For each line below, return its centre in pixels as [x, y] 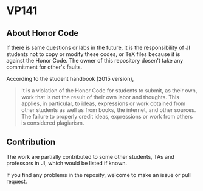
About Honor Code [43, 33]
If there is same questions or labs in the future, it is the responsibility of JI [98, 47]
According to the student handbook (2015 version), [70, 79]
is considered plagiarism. [53, 123]
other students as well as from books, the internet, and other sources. [108, 110]
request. [17, 181]
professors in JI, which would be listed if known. [67, 163]
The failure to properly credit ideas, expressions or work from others [107, 116]
